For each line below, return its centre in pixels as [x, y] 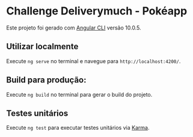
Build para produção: [46, 80]
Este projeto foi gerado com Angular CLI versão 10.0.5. [74, 28]
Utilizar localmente [42, 47]
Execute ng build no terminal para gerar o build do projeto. [79, 94]
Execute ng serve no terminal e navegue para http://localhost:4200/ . [93, 61]
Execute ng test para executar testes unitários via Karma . [78, 128]
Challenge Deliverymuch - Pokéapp [97, 11]
